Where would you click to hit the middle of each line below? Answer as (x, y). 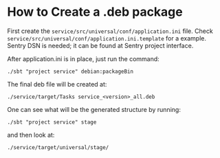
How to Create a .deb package (95, 12)
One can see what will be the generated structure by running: (94, 109)
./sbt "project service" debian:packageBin (70, 71)
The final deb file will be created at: (57, 84)
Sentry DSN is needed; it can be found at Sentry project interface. (100, 45)
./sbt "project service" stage (52, 122)
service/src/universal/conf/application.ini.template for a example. (107, 38)
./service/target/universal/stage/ (58, 147)
